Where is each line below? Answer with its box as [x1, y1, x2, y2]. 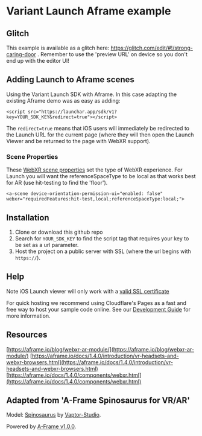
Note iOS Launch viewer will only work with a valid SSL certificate [6, 287, 170, 295]
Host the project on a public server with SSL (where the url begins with [14, 248, 191, 255]
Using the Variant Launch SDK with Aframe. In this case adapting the [6, 91, 177, 98]
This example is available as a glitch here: [6, 44, 110, 51]
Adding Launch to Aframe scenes [6, 74, 134, 85]
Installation [6, 213, 49, 223]
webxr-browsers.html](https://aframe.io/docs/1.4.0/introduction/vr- [6, 358, 174, 366]
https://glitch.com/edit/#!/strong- [110, 44, 193, 51]
